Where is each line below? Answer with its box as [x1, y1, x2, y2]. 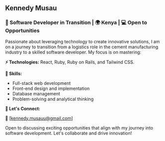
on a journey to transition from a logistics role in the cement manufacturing [5, 44, 158, 50]
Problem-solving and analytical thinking [12, 96, 94, 102]
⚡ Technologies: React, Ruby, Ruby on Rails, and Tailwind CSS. [5, 59, 135, 65]
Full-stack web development [12, 80, 71, 86]
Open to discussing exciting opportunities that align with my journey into [5, 125, 153, 131]
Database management [12, 90, 61, 96]
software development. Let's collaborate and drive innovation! [5, 130, 132, 136]
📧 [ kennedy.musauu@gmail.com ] [5, 115, 73, 121]
